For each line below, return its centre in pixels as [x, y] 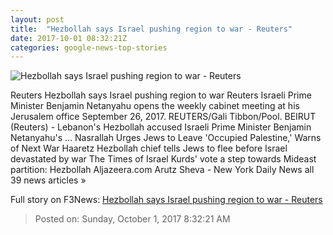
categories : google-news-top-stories [89, 47]
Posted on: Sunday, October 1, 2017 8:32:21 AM [132, 219]
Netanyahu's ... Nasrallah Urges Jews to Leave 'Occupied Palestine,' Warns [166, 138]
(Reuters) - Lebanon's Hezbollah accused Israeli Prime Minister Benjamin [161, 127]
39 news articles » [48, 180]
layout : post [37, 19]
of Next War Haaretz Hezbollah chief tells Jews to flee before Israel [149, 148]
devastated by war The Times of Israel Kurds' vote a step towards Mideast [163, 159]
